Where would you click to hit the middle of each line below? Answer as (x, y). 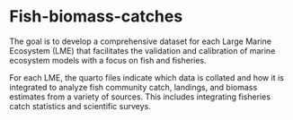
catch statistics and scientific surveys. (80, 106)
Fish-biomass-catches (96, 17)
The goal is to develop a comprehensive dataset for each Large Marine (141, 41)
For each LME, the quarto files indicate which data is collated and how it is (147, 77)
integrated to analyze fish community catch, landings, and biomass (133, 87)
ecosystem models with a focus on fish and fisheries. (108, 60)
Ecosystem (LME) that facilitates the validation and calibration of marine (142, 50)
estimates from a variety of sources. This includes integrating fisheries (140, 97)
